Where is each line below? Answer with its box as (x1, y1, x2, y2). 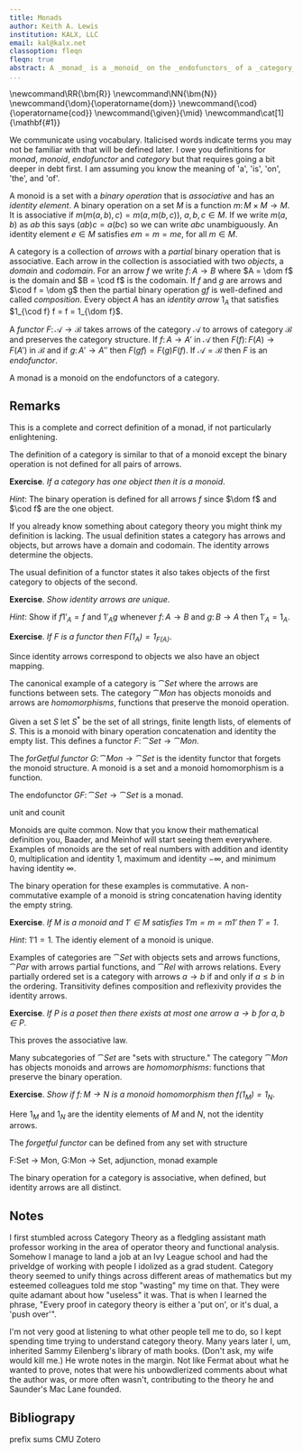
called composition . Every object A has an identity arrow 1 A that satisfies (9, 294, 280, 307)
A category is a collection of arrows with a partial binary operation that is (9, 245, 281, 257)
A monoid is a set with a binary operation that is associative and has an (9, 190, 275, 201)
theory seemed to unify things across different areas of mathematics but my (9, 1271, 292, 1282)
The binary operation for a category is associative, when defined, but (9, 1173, 267, 1183)
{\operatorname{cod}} (9, 107, 93, 118)
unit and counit (9, 806, 66, 817)
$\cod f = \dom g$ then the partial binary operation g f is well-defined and (9, 284, 283, 295)
